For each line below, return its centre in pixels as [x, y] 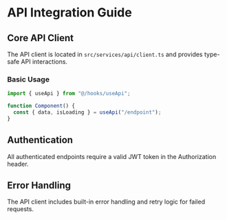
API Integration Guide [69, 13]
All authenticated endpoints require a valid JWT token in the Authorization [112, 156]
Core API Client [41, 38]
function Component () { [41, 106]
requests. [21, 209]
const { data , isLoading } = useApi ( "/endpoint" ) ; [87, 112]
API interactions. [44, 62]
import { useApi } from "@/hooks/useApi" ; [69, 94]
